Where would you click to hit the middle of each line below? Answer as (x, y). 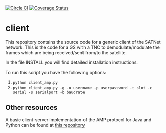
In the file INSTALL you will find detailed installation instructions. (72, 62)
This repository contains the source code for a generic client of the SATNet (83, 42)
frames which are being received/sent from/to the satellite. (66, 52)
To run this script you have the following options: (56, 72)
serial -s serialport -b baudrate (49, 92)
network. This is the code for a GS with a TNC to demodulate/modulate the (82, 47)
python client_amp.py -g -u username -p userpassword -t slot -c (82, 88)
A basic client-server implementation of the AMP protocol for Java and (78, 120)
